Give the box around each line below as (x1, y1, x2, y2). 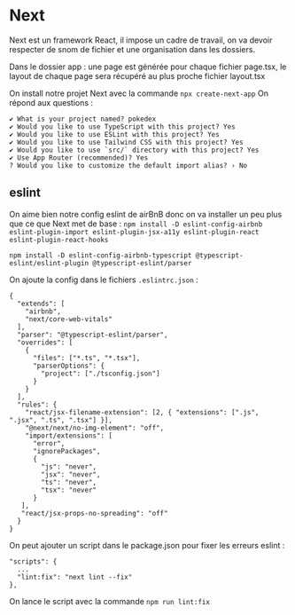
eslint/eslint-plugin (9, 258, 89, 267)
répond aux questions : (9, 97, 94, 107)
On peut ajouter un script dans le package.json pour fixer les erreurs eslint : (9, 540, 285, 550)
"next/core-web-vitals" (25, 314, 113, 324)
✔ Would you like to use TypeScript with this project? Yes (9, 122, 237, 131)
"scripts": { (9, 556, 58, 566)
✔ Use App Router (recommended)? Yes (9, 153, 149, 162)
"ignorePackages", (32, 446, 101, 455)
